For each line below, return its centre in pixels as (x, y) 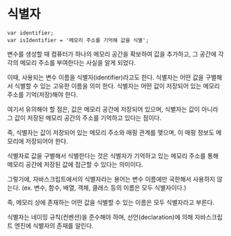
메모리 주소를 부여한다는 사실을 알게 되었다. (78, 62)
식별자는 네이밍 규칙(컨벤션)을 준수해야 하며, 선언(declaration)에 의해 (100, 217)
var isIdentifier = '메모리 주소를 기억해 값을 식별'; (78, 40)
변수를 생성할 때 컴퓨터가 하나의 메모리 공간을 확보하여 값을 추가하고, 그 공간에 (112, 54)
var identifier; (30, 33)
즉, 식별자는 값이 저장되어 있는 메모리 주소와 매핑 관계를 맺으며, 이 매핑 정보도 (111, 132)
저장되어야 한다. (47, 141)
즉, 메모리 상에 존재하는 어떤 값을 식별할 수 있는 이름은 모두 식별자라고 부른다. (111, 202)
